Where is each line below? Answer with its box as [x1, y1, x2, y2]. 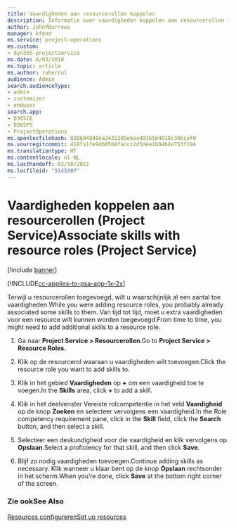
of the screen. [17, 479, 58, 487]
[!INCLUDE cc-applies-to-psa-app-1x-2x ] [7, 279, 126, 288]
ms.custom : [7, 43, 39, 50]
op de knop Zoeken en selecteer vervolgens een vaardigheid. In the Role [17, 407, 227, 416]
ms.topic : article [7, 63, 61, 70]
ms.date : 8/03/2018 [7, 56, 65, 63]
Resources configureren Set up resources [7, 513, 126, 521]
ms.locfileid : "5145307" [7, 167, 80, 174]
